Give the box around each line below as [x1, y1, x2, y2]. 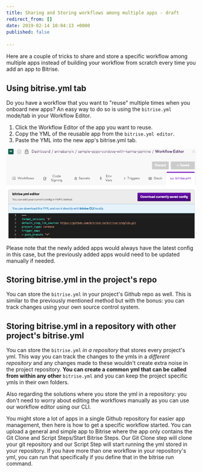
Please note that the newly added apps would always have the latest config [6, 244, 194, 251]
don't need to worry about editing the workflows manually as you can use [6, 397, 189, 404]
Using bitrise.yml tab [6, 83, 87, 93]
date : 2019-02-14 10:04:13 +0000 [6, 22, 90, 28]
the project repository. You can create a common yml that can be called [6, 366, 187, 373]
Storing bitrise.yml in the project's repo [6, 275, 157, 284]
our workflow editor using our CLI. [6, 403, 92, 411]
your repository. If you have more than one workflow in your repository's [6, 447, 186, 454]
